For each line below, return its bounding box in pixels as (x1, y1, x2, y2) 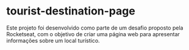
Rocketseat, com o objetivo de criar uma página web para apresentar (6, 30, 180, 37)
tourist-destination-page (6, 4, 135, 18)
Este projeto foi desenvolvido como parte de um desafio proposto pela (6, 24, 184, 31)
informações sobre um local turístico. (6, 37, 100, 44)
